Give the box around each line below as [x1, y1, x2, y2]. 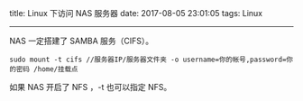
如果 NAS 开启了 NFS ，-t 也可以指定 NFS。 [9, 82, 172, 92]
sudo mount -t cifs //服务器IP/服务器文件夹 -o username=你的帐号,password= [9, 55, 287, 64]
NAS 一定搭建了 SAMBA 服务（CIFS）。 [9, 35, 154, 46]
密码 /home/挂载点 [15, 65, 78, 74]
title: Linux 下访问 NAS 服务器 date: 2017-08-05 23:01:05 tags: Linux [9, 8, 263, 18]
